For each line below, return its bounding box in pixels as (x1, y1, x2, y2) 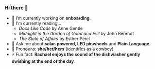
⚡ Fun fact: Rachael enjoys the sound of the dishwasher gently (11, 52, 140, 57)
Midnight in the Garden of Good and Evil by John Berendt (18, 31, 134, 37)
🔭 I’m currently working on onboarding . (11, 15, 91, 21)
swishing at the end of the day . (11, 58, 76, 64)
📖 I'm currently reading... (11, 20, 62, 26)
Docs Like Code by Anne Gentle (18, 26, 83, 31)
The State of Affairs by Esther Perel (18, 36, 90, 41)
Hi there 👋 (4, 4, 29, 11)
